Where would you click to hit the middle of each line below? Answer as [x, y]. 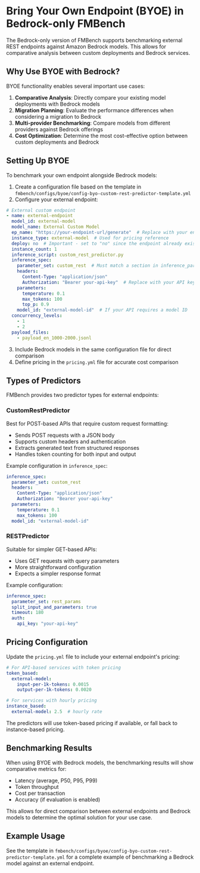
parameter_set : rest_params [46, 601]
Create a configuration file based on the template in [78, 187]
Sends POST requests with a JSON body [65, 435]
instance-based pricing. [35, 729]
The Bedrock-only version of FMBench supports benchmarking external [94, 40]
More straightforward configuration [58, 567]
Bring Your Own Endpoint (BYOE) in [95, 11]
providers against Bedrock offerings [59, 129]
